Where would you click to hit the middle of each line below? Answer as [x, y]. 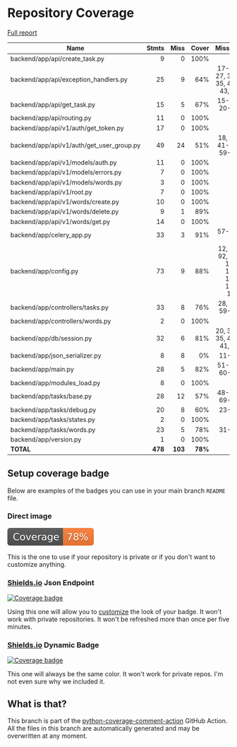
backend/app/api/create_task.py [57, 59]
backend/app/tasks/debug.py [53, 410]
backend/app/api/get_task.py [53, 105]
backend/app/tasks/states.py [53, 420]
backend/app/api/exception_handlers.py [69, 80]
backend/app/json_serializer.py [56, 355]
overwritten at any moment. [47, 736]
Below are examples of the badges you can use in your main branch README [116, 490]
